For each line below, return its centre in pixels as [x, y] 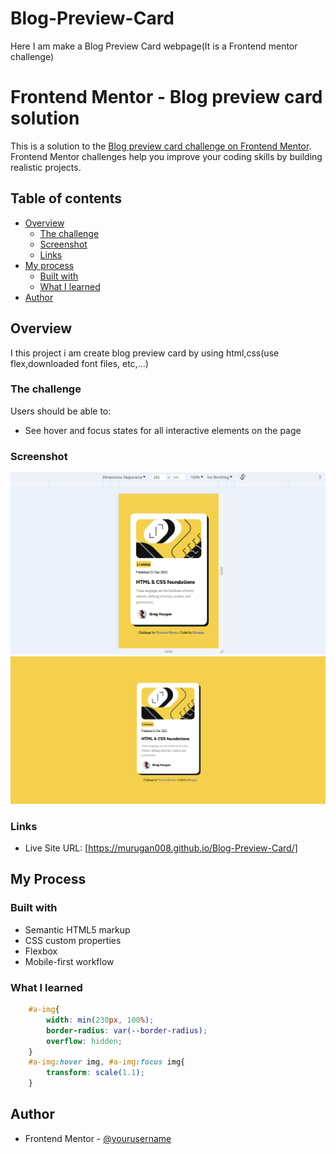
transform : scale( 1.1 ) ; [95, 1073]
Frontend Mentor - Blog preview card [166, 97]
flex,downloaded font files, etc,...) [79, 363]
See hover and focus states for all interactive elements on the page [163, 430]
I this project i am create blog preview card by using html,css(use [145, 353]
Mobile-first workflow [69, 961]
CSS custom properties [73, 940]
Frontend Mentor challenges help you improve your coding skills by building [166, 156]
